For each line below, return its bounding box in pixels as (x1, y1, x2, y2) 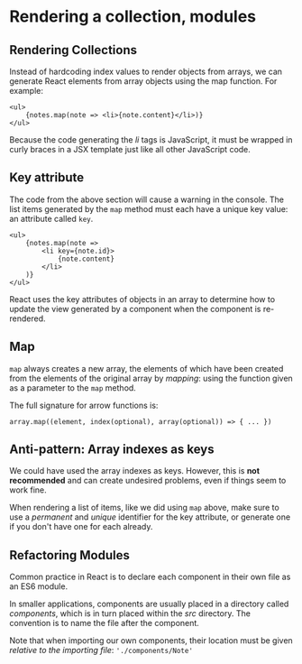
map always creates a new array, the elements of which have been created (9, 363, 284, 373)
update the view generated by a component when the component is (9, 303, 261, 314)
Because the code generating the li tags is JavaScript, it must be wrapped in (9, 134, 293, 145)
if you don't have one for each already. (9, 521, 153, 532)
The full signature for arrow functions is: (9, 400, 159, 410)
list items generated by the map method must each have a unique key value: (9, 203, 288, 214)
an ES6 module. (9, 581, 69, 592)
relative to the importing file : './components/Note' (9, 645, 194, 656)
